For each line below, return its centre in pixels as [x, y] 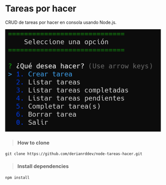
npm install [17, 178]
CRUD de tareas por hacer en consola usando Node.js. [61, 22]
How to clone [33, 142]
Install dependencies [43, 166]
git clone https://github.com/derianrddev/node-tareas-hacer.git [74, 154]
